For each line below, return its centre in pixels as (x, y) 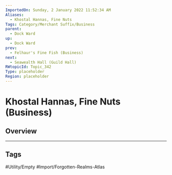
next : (11, 57)
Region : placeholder (27, 77)
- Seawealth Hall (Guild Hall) (43, 62)
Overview (21, 131)
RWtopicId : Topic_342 (28, 67)
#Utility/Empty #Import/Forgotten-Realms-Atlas (55, 167)
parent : (14, 29)
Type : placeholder (25, 72)
